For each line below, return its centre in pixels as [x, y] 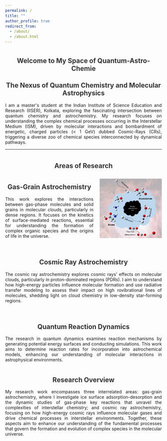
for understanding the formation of [49, 225]
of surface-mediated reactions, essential [49, 220]
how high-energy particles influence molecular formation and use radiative [83, 285]
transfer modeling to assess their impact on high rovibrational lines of [83, 290]
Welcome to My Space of [56, 61]
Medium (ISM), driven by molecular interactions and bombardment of [83, 126]
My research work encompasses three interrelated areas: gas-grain [83, 392]
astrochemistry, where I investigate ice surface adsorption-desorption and [83, 397]
